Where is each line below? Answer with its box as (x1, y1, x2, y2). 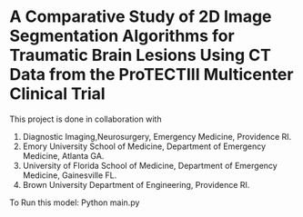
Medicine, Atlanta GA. (22, 150, 105, 161)
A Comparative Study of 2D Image (9, 6, 272, 27)
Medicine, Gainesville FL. (22, 170, 117, 181)
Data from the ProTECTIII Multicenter (9, 64, 294, 85)
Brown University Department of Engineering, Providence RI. (22, 179, 250, 190)
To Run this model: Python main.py (9, 197, 140, 208)
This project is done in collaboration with (9, 113, 162, 124)
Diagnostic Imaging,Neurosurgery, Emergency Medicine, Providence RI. (22, 131, 292, 142)
